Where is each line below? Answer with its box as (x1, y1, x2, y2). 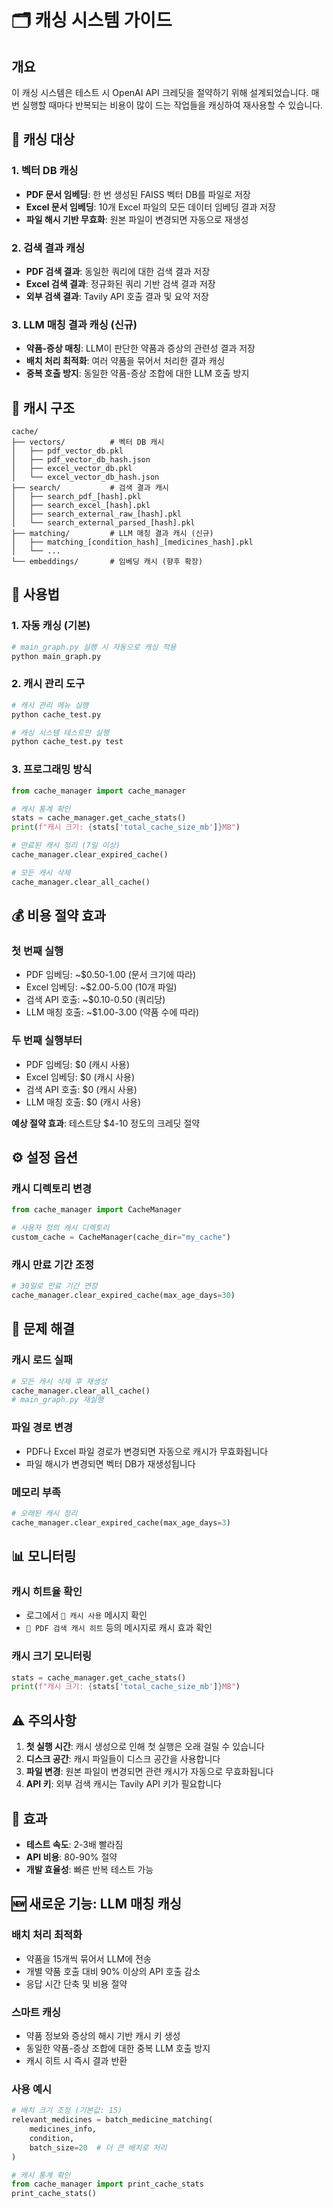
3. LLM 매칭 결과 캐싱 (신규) (11, 317, 138, 331)
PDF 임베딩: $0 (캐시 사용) (25, 1058, 131, 1070)
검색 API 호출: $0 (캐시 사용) (25, 1083, 138, 1095)
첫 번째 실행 (11, 944, 64, 958)
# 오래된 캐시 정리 (11, 1508, 78, 1518)
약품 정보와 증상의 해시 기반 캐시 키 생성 (25, 2029, 181, 2041)
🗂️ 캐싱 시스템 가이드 (11, 9, 173, 32)
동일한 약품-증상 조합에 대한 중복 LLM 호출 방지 (25, 2042, 211, 2054)
